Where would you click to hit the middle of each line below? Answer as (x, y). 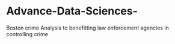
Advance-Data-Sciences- (72, 11)
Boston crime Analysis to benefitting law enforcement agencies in (88, 28)
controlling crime (27, 34)
